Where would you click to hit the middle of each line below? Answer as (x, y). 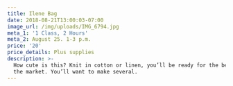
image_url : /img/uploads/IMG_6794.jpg (63, 26)
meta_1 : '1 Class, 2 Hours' (48, 33)
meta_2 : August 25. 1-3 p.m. (49, 40)
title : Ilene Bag (32, 14)
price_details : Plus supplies (51, 53)
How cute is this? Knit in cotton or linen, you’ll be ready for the (116, 65)
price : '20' (24, 46)
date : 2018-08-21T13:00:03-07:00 (55, 20)
